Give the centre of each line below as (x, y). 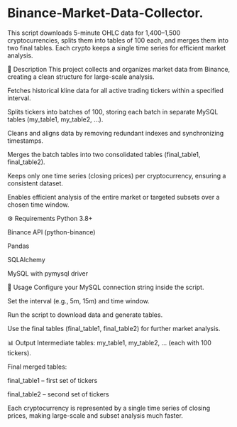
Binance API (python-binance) (51, 232)
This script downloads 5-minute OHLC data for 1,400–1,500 (94, 33)
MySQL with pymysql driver (48, 273)
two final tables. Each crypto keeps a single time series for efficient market (117, 48)
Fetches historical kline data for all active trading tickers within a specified (115, 90)
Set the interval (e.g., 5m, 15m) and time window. (79, 301)
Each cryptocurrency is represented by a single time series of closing (109, 408)
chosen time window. (38, 205)
